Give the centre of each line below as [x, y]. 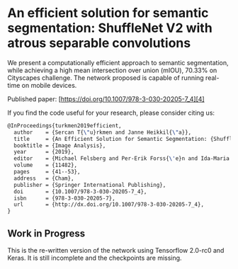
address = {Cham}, [44, 178]
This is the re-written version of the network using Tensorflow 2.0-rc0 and [116, 250]
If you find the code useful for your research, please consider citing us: [111, 113]
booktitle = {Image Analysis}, [60, 145]
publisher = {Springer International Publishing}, [90, 185]
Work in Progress [46, 233]
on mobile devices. [49, 85]
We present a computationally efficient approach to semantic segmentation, [118, 62]
